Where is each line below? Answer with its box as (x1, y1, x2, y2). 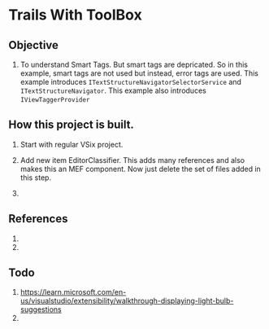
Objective (8, 38, 59, 52)
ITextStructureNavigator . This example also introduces (20, 86, 207, 95)
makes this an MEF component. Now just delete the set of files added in (20, 164, 262, 173)
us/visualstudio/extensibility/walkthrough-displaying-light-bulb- (20, 296, 234, 306)
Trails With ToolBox (8, 6, 142, 24)
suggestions (20, 305, 63, 314)
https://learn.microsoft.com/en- (20, 287, 127, 297)
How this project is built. (8, 118, 134, 132)
